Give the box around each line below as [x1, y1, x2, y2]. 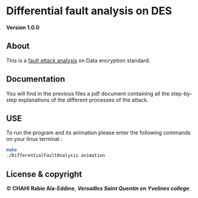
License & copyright [6, 169, 82, 179]
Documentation [6, 74, 66, 84]
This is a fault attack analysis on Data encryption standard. [6, 56, 150, 64]
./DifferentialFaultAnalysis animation [6, 153, 106, 159]
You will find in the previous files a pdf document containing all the [6, 90, 170, 97]
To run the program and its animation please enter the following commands [6, 129, 191, 136]
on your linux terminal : [6, 136, 63, 143]
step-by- [171, 90, 193, 97]
